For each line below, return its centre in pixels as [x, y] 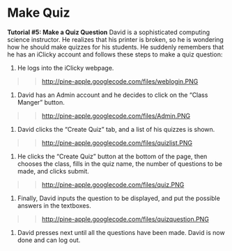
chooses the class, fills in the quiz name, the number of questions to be [120, 163]
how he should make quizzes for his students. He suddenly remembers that [116, 47]
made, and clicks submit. [53, 171]
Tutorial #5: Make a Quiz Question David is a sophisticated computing [109, 32]
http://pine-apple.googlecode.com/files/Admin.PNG [116, 116]
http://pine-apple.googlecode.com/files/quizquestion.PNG [125, 219]
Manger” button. [41, 102]
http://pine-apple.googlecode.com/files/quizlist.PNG [117, 143]
